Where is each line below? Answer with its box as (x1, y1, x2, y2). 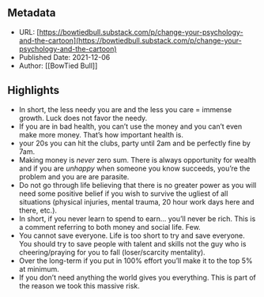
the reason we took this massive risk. (18, 280, 140, 291)
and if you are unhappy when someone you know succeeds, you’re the (18, 164, 251, 173)
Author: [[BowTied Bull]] (18, 61, 98, 70)
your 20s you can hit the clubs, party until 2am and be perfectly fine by (18, 138, 251, 148)
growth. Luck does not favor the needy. (18, 113, 148, 122)
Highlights (7, 84, 60, 97)
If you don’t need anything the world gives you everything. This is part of (18, 273, 256, 282)
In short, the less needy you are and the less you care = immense (18, 104, 232, 114)
